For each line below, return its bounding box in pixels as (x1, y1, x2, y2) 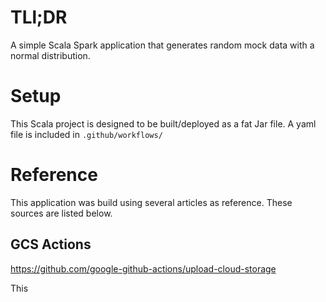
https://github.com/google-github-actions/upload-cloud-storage (10, 262, 277, 275)
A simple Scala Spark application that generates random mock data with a (10, 39, 315, 51)
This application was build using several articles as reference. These (10, 196, 293, 208)
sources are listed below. (10, 207, 113, 219)
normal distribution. (10, 49, 91, 61)
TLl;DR (10, 6, 68, 29)
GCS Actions (10, 236, 92, 253)
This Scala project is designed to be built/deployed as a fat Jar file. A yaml (10, 117, 317, 130)
